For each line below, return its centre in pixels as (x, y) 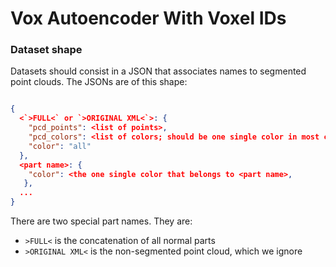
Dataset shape (46, 50)
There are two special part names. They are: (101, 221)
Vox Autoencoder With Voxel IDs (148, 18)
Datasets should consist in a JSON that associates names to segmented (158, 71)
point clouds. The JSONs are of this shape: (99, 82)
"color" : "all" (60, 146)
